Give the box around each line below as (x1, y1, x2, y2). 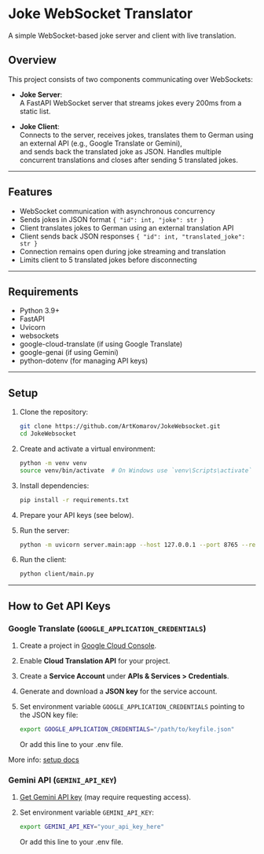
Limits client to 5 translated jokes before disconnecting (19, 255, 197, 264)
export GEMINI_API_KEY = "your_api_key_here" (19, 823, 165, 831)
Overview (8, 54, 57, 67)
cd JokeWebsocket (19, 430, 77, 438)
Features (8, 186, 53, 199)
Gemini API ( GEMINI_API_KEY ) (8, 775, 117, 786)
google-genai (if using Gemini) (19, 348, 119, 357)
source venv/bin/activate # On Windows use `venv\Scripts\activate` (19, 466, 253, 475)
